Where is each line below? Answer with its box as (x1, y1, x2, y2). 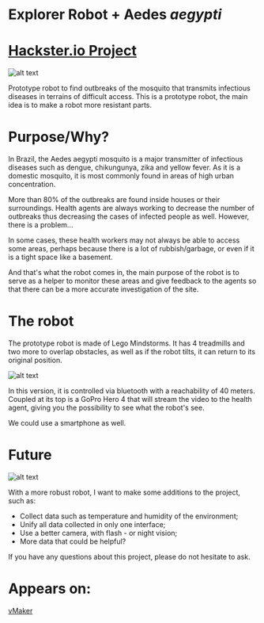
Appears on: (8, 580, 92, 598)
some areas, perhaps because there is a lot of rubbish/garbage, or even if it (8, 244, 255, 254)
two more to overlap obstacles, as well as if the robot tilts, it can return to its (8, 347, 255, 356)
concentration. (8, 180, 56, 189)
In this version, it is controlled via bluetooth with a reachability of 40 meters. (8, 386, 255, 396)
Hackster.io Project (8, 42, 137, 60)
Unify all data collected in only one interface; (19, 519, 166, 529)
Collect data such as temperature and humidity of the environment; (19, 511, 239, 521)
